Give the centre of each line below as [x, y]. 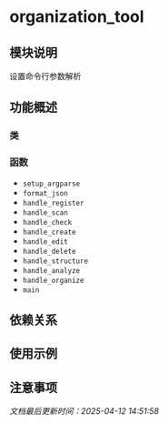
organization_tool [77, 17]
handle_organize [53, 280]
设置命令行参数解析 [45, 76]
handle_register [53, 203]
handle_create [49, 232]
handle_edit [45, 242]
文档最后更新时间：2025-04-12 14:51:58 [84, 411]
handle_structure [55, 261]
